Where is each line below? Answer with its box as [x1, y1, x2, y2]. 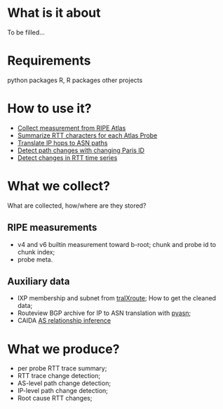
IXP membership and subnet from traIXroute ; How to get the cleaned [17, 294, 216, 302]
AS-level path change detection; [17, 379, 111, 387]
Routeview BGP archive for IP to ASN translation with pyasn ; [17, 309, 191, 317]
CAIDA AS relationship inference [17, 316, 111, 325]
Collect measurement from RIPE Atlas [17, 123, 126, 132]
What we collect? [7, 178, 111, 194]
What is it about [7, 5, 101, 21]
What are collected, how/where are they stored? [7, 201, 147, 210]
